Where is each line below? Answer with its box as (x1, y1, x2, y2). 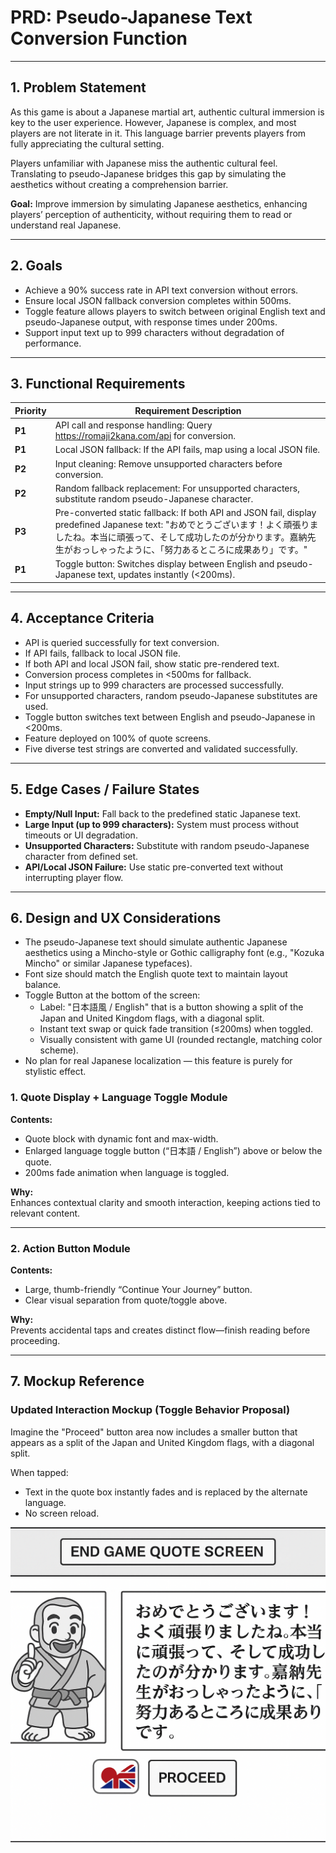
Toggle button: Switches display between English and (54, 558, 275, 570)
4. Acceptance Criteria (10, 610, 155, 627)
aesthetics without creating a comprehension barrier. (10, 178, 229, 190)
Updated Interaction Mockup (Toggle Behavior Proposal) (10, 1403, 291, 1417)
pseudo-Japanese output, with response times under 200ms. (24, 316, 278, 328)
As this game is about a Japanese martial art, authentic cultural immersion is (10, 106, 325, 118)
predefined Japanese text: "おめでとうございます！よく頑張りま (54, 519, 319, 531)
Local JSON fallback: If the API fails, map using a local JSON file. (54, 444, 321, 456)
